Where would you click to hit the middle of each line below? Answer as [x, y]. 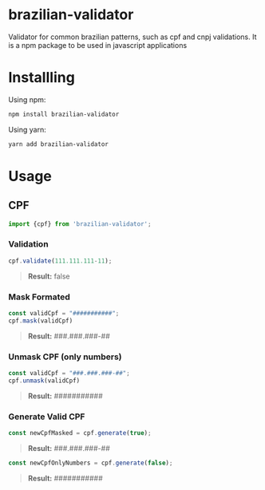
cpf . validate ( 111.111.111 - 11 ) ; [60, 261]
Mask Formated [39, 297]
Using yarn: [27, 129]
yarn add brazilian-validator [59, 144]
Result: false [49, 276]
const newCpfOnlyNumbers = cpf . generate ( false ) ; [91, 463]
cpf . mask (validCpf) [41, 321]
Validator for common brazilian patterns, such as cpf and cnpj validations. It [132, 37]
